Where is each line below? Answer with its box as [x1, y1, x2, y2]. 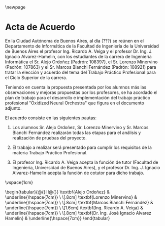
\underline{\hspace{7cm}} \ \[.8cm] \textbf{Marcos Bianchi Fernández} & [5, 199, 154, 205]
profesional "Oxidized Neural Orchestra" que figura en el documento [5, 100, 144, 106]
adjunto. [5, 105, 22, 111]
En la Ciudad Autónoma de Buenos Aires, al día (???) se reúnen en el [5, 38, 144, 44]
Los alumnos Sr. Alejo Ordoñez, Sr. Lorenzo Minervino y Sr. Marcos [12, 124, 149, 130]
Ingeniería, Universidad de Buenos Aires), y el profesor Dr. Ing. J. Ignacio [12, 164, 160, 170]
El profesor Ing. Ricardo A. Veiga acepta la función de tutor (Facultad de [12, 159, 159, 165]
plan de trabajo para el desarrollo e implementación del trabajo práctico [5, 94, 151, 100]
